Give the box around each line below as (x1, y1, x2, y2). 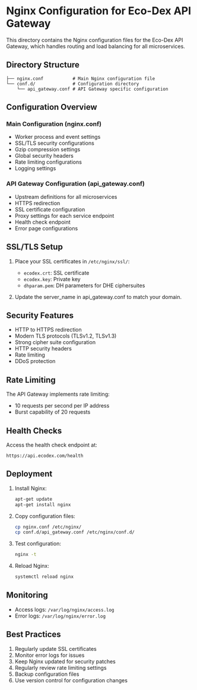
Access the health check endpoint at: (6, 441, 98, 449)
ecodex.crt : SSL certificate (23, 269, 90, 276)
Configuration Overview (6, 102, 97, 112)
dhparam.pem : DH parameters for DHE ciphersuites (23, 282, 145, 289)
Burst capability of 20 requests (14, 408, 91, 416)
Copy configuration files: (14, 512, 75, 520)
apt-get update (14, 496, 53, 502)
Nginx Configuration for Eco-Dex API (6, 4, 192, 18)
